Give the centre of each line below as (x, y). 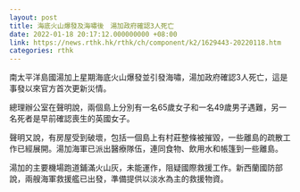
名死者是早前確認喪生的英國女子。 (72, 119)
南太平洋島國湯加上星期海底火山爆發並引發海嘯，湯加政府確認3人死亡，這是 (149, 78)
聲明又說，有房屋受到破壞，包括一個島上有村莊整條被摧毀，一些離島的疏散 (146, 138)
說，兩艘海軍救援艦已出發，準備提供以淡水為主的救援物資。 (119, 179)
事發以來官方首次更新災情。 (60, 88)
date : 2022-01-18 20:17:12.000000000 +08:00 (93, 34)
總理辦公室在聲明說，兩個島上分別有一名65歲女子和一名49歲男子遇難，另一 (148, 107)
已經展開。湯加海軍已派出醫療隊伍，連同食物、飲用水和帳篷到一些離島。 (150, 149)
